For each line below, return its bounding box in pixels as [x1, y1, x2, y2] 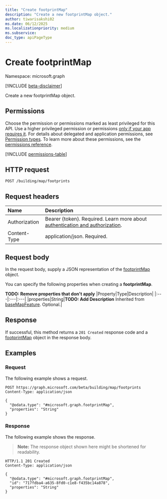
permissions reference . [5, 141, 53, 147]
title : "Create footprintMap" [5, 7, 68, 12]
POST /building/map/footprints [5, 179, 70, 184]
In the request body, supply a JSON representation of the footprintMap [5, 266, 150, 272]
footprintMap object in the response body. [5, 334, 92, 340]
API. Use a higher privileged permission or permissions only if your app [5, 125, 151, 131]
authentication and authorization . [45, 222, 122, 229]
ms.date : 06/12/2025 [5, 21, 48, 26]
